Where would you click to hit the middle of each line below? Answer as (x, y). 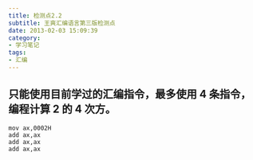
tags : (17, 53)
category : (25, 38)
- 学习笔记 (24, 45)
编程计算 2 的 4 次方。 (62, 109)
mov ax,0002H (30, 128)
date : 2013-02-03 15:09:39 (53, 30)
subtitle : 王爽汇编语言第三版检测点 (62, 23)
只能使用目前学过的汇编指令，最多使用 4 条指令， (130, 94)
